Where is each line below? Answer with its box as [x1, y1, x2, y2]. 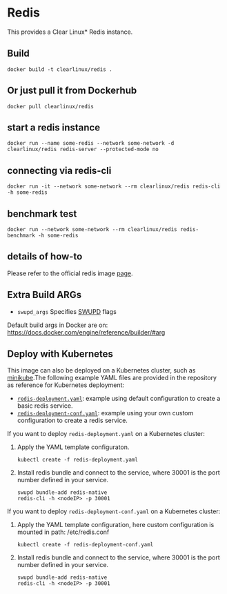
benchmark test [7, 208, 77, 219]
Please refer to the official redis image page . [7, 269, 133, 277]
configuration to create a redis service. [17, 416, 128, 425]
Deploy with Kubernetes [7, 348, 114, 360]
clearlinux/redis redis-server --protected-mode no [7, 146, 159, 153]
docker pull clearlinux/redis [7, 103, 95, 110]
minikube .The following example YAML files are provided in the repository [7, 374, 217, 382]
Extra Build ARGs [7, 289, 81, 301]
